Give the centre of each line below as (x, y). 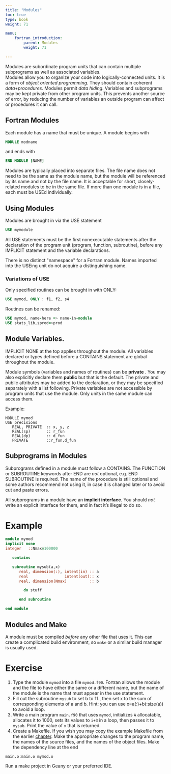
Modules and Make (36, 625)
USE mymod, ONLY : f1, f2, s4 (37, 299)
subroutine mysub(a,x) (36, 567)
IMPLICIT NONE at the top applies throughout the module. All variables (79, 351)
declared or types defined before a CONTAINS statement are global (76, 356)
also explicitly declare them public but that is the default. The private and (82, 377)
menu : (11, 34)
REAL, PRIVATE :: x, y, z (41, 427)
